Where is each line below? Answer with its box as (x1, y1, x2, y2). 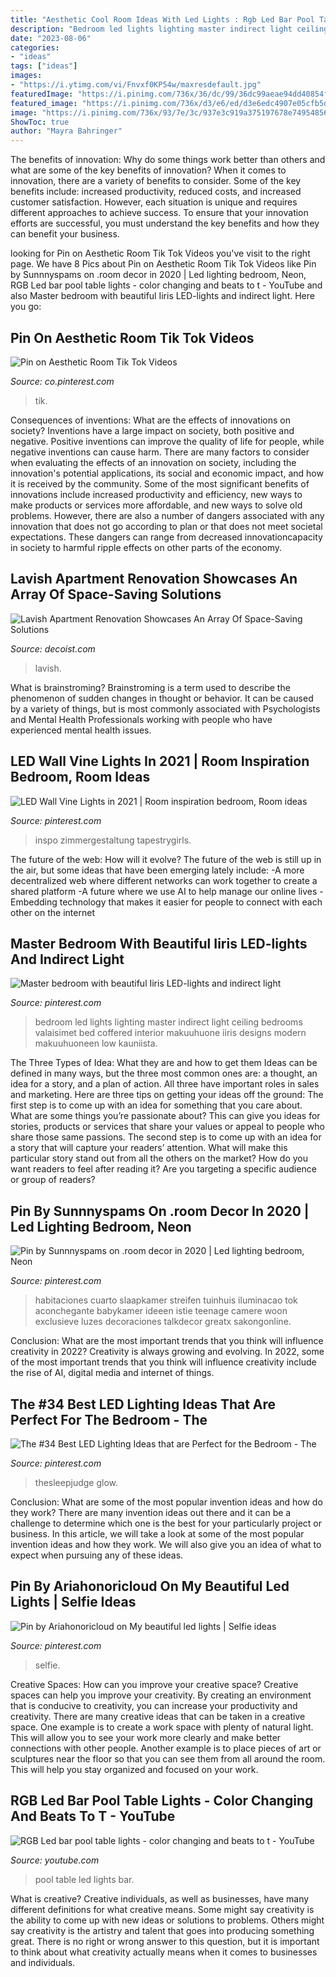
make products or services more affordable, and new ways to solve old (10, 499, 303, 511)
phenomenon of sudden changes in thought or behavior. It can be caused (10, 692, 314, 704)
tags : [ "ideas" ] (10, 61, 78, 71)
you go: (10, 301, 42, 313)
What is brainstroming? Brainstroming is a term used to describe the (10, 681, 291, 693)
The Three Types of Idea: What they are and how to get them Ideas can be (10, 1057, 318, 1069)
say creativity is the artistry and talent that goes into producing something (10, 1924, 315, 1936)
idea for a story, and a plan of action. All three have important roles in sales (10, 1078, 320, 1090)
